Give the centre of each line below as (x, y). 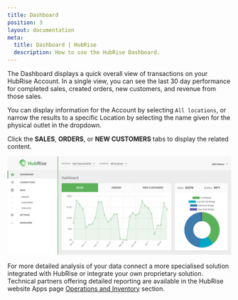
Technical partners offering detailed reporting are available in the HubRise (115, 281)
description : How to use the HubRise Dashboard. (87, 53)
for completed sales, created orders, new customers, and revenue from (112, 89)
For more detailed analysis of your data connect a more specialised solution (118, 266)
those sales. (25, 96)
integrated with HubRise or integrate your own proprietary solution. (106, 273)
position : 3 (25, 22)
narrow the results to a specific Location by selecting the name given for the (119, 118)
